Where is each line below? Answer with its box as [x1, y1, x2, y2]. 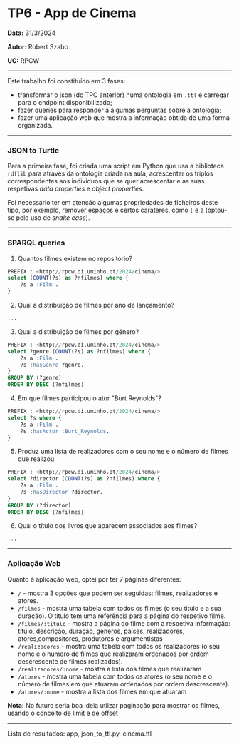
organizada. [17, 121, 53, 129]
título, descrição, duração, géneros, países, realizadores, [17, 627, 185, 635]
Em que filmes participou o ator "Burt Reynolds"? [17, 394, 162, 402]
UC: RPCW [7, 56, 40, 65]
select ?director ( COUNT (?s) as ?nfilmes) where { [7, 475, 161, 482]
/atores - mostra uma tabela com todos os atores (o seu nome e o [17, 672, 212, 681]
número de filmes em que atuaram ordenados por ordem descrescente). [17, 679, 230, 688]
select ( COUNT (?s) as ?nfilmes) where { [7, 275, 129, 282]
